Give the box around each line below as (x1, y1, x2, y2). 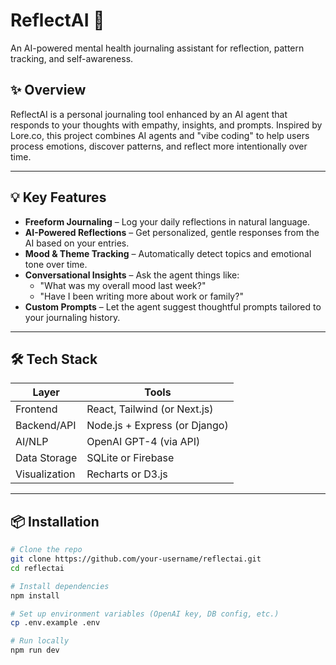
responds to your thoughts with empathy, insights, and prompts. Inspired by (10, 119, 323, 131)
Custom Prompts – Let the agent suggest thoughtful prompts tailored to (24, 300, 322, 313)
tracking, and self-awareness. (10, 52, 134, 64)
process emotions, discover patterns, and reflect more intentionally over (10, 140, 308, 152)
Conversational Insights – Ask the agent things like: (24, 269, 240, 281)
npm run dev (10, 645, 60, 656)
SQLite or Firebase (86, 451, 175, 465)
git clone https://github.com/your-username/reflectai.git (10, 554, 262, 564)
